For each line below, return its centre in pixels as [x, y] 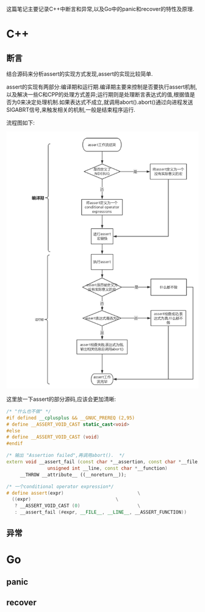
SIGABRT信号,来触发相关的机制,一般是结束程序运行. [71, 110]
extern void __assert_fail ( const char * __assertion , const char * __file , [103, 462]
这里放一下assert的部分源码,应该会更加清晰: [61, 399]
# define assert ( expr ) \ [73, 493]
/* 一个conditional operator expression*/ [60, 486]
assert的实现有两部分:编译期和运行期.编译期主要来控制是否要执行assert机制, [102, 87]
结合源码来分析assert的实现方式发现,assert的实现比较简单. [80, 74]
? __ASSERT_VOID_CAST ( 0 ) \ [77, 506]
